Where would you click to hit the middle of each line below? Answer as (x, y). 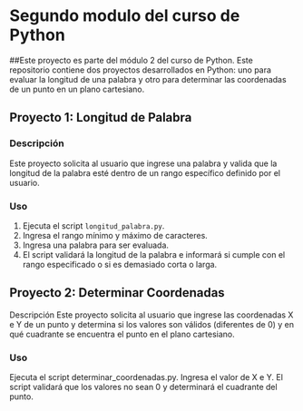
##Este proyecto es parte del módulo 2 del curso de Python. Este (132, 60)
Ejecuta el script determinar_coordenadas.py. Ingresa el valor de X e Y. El (147, 377)
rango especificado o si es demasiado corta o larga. (120, 264)
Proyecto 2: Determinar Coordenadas (117, 293)
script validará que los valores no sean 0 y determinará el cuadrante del (144, 387)
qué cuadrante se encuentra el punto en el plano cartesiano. (122, 334)
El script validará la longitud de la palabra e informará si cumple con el (154, 254)
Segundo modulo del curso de (125, 16)
